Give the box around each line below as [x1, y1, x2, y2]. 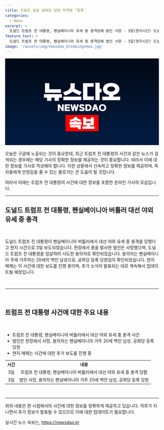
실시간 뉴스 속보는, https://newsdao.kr [5, 419, 80, 425]
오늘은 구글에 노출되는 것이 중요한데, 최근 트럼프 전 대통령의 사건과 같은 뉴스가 [5, 151, 154, 157]
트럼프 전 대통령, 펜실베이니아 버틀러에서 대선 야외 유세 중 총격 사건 [12, 332, 140, 337]
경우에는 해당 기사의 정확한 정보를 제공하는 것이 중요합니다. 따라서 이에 [18, 157, 152, 163]
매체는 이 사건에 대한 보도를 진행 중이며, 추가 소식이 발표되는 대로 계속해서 [5, 263, 145, 269]
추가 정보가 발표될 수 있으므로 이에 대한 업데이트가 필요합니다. [18, 409, 135, 415]
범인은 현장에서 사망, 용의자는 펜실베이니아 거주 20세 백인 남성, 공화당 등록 [12, 338, 154, 344]
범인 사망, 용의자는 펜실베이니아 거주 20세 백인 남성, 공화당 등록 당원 [19, 377, 149, 383]
